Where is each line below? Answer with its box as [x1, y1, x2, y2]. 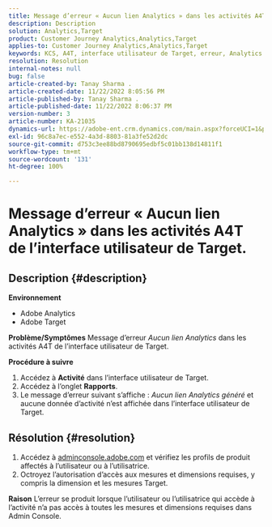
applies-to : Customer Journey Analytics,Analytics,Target [8, 42, 208, 50]
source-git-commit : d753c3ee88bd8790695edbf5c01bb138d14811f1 [8, 139, 223, 148]
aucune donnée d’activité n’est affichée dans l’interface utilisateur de [19, 399, 250, 409]
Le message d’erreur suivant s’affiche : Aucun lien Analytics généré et [19, 390, 254, 400]
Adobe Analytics [19, 309, 75, 319]
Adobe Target [19, 317, 66, 327]
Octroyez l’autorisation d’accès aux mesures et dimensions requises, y [19, 469, 255, 479]
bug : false [8, 72, 45, 80]
